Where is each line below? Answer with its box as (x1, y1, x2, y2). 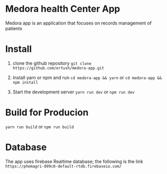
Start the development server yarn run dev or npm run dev (12, 89, 135, 95)
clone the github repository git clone (12, 60, 92, 66)
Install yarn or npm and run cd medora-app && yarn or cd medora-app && (12, 74, 162, 81)
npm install (12, 80, 38, 85)
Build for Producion (5, 107, 89, 118)
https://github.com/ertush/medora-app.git (12, 65, 104, 70)
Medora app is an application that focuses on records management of (5, 20, 152, 26)
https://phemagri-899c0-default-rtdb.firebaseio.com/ (5, 164, 122, 169)
